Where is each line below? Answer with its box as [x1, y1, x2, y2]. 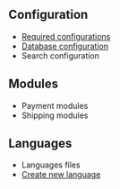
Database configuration [21, 40, 109, 51]
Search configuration [21, 49, 100, 61]
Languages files [21, 159, 81, 170]
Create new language [21, 169, 101, 180]
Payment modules [21, 100, 89, 111]
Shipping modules [21, 110, 89, 121]
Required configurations [21, 31, 111, 41]
